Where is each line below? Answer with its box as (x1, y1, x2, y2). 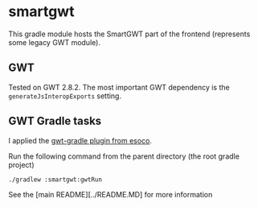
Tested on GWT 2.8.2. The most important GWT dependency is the (8, 82, 231, 92)
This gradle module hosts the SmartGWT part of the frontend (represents (8, 29, 251, 39)
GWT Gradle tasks (8, 114, 102, 128)
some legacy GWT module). (8, 37, 100, 47)
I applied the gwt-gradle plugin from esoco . (8, 135, 153, 145)
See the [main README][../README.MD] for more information (8, 189, 213, 199)
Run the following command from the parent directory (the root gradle (8, 151, 240, 161)
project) (8, 159, 35, 169)
